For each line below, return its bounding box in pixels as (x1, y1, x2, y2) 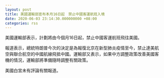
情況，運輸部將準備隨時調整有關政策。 (13, 57, 91, 63)
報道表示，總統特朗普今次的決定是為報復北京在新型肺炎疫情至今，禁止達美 (5, 45, 155, 51)
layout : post (5, 7, 32, 12)
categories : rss (5, 20, 38, 26)
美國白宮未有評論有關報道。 (5, 68, 61, 74)
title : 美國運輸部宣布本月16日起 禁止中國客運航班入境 (5, 12, 105, 17)
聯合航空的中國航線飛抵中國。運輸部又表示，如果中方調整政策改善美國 (13, 51, 155, 57)
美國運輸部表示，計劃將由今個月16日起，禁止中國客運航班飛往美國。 (5, 35, 143, 40)
